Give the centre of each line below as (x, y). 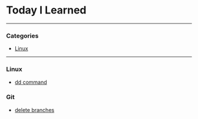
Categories (22, 36)
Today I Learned (46, 10)
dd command (31, 82)
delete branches (34, 110)
